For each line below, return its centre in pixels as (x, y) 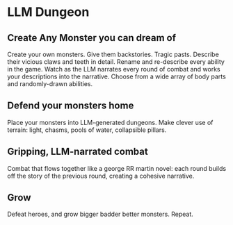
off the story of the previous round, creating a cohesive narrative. (101, 176)
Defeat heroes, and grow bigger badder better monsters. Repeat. (100, 214)
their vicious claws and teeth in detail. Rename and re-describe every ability (116, 62)
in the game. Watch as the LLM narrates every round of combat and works (114, 69)
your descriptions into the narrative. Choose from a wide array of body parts (116, 76)
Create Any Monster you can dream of (91, 38)
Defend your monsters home (71, 106)
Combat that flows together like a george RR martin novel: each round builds (117, 168)
